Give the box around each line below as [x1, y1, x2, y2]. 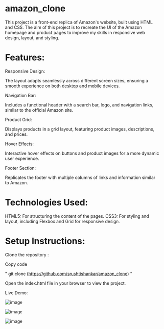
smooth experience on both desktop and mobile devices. [5, 83, 120, 89]
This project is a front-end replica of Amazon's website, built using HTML [5, 19, 153, 25]
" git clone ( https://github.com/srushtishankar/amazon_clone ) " [5, 271, 133, 277]
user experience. [5, 155, 39, 161]
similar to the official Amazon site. [5, 107, 73, 113]
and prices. [5, 131, 28, 137]
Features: [5, 52, 45, 63]
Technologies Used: [5, 197, 88, 208]
